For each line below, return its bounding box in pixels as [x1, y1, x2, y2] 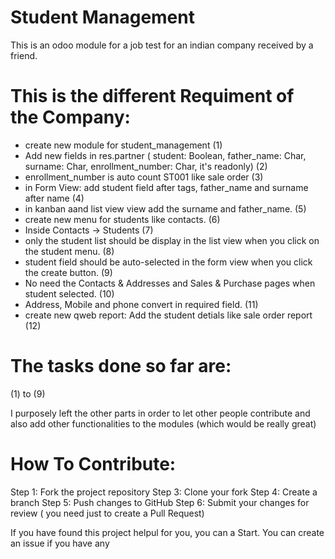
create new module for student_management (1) [24, 139, 223, 151]
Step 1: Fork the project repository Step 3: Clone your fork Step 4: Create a [10, 486, 318, 498]
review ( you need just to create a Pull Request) [10, 507, 205, 519]
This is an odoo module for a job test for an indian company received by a [10, 39, 314, 51]
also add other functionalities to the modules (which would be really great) [10, 417, 317, 430]
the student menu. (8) [24, 245, 115, 257]
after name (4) [24, 192, 85, 204]
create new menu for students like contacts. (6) [24, 213, 221, 225]
